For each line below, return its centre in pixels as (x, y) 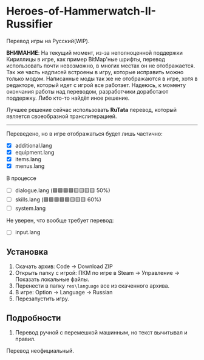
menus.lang (30, 166)
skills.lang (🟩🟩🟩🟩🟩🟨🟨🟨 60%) (58, 199)
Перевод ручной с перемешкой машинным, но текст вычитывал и (101, 332)
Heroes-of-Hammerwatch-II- (81, 11)
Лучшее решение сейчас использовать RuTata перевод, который (92, 109)
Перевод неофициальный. (40, 350)
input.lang (28, 232)
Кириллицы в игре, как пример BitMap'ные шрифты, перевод (86, 59)
